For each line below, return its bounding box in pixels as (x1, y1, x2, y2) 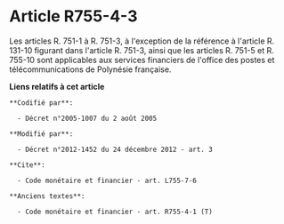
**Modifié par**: (9, 129, 74, 139)
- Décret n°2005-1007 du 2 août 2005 (17, 114, 158, 123)
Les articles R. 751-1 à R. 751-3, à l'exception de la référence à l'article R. (9, 36, 275, 46)
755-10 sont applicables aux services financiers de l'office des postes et (9, 54, 275, 65)
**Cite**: (9, 160, 46, 170)
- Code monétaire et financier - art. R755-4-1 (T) (17, 207, 214, 216)
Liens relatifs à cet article (9, 81, 105, 92)
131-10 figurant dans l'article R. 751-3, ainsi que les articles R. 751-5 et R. (9, 44, 274, 55)
